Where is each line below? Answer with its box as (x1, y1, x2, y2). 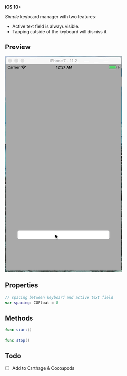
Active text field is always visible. (12, 23, 80, 29)
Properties (5, 282, 38, 290)
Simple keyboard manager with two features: (5, 14, 96, 19)
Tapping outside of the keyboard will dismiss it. (12, 29, 108, 34)
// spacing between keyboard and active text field (5, 295, 113, 300)
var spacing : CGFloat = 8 (5, 300, 58, 305)
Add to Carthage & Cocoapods (12, 365, 75, 371)
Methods (5, 314, 33, 322)
